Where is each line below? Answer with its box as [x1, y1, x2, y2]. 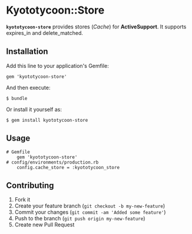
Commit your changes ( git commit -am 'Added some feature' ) [14, 209, 166, 216]
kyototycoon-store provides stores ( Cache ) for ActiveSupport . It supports [6, 23, 187, 30]
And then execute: [6, 84, 51, 91]
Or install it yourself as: [6, 106, 62, 113]
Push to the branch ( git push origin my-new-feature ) [14, 215, 145, 222]
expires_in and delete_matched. [6, 29, 84, 36]
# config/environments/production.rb [6, 159, 99, 165]
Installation [6, 47, 48, 57]
